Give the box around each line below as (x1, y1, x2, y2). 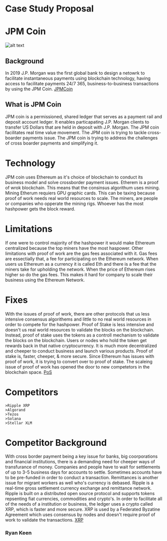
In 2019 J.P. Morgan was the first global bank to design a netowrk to (5, 70, 145, 76)
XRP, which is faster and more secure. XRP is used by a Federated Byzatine (5, 507, 161, 513)
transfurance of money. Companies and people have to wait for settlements (5, 464, 161, 470)
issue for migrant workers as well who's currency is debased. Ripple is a (5, 480, 154, 486)
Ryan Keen (5, 530, 32, 537)
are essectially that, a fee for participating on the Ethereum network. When (5, 255, 159, 262)
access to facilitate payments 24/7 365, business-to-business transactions (5, 80, 159, 86)
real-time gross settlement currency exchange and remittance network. (5, 485, 152, 491)
